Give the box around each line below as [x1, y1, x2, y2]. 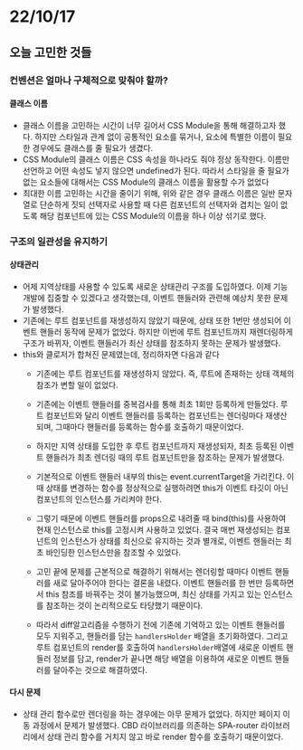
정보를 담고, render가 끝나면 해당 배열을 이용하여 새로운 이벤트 [52, 653, 273, 664]
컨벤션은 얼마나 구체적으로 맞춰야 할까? [9, 74, 169, 87]
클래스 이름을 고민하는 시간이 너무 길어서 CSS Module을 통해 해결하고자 [22, 119, 277, 130]
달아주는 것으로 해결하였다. [52, 664, 147, 675]
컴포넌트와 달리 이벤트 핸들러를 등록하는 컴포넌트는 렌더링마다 [45, 410, 264, 421]
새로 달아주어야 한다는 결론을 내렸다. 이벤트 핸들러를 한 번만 [52, 577, 263, 588]
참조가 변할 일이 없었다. [35, 379, 119, 390]
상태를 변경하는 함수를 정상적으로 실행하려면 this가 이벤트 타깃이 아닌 [45, 482, 289, 493]
